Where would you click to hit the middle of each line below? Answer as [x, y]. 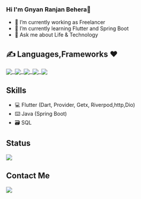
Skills [16, 90]
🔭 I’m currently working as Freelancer [60, 22]
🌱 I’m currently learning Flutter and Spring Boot [72, 28]
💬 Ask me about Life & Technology [56, 35]
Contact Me [28, 176]
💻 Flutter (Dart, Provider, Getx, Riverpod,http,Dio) [75, 105]
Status [19, 143]
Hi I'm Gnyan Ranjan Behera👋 [48, 9]
